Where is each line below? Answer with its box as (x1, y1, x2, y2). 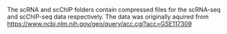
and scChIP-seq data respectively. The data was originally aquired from (7, 13, 209, 21)
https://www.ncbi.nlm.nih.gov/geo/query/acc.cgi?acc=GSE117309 (7, 20, 192, 27)
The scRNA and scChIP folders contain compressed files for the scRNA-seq (7, 6, 221, 13)
